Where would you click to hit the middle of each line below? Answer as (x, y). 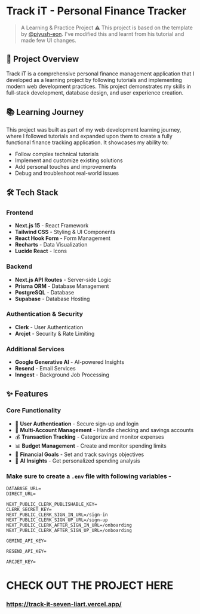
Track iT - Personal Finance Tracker (96, 11)
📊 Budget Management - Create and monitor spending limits (91, 446)
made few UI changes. (48, 40)
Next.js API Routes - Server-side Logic (63, 279)
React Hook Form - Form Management (62, 238)
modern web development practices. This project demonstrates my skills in (99, 86)
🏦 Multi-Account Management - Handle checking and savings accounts (104, 430)
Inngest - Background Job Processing (62, 375)
